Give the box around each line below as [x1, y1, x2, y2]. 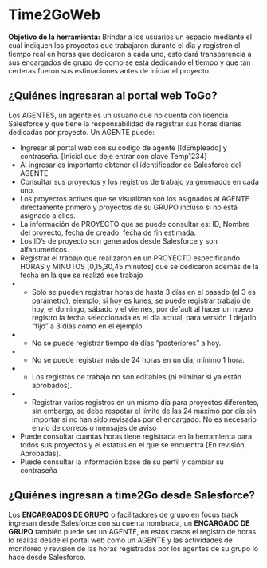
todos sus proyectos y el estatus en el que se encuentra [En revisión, [19, 439, 247, 449]
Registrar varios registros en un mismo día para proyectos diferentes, [31, 397, 259, 407]
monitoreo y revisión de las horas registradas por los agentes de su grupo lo [8, 543, 259, 553]
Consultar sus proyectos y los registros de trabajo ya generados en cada [19, 177, 259, 186]
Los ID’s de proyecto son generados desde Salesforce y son [19, 236, 218, 245]
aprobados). [31, 380, 73, 390]
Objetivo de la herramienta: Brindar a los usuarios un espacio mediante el [8, 32, 253, 42]
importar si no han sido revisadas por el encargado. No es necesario [31, 414, 257, 424]
